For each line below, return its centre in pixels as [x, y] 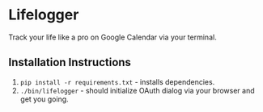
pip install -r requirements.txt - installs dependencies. [117, 81]
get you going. [44, 99]
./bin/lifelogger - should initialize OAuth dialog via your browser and [137, 90]
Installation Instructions [70, 62]
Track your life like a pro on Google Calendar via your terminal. [112, 37]
